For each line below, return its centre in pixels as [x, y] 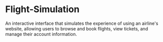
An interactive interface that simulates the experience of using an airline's [82, 23]
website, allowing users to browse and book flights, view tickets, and [77, 28]
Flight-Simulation [42, 9]
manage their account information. [41, 34]
